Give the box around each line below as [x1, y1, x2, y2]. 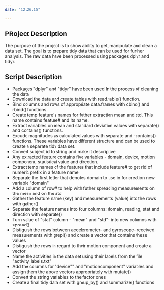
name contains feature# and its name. [12, 117, 89, 123]
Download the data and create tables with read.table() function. [12, 97, 141, 102]
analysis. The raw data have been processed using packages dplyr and [5, 53, 150, 59]
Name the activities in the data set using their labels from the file [12, 253, 143, 259]
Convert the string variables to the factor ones [12, 274, 106, 280]
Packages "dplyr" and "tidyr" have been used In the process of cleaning [12, 86, 159, 92]
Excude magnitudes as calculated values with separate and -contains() [12, 133, 156, 139]
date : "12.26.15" [5, 7, 41, 12]
